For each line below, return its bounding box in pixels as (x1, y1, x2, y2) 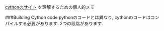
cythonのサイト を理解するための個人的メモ (5, 4, 95, 10)
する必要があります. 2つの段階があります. (18, 21, 103, 26)
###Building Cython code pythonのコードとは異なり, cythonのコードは (5, 15, 151, 20)
